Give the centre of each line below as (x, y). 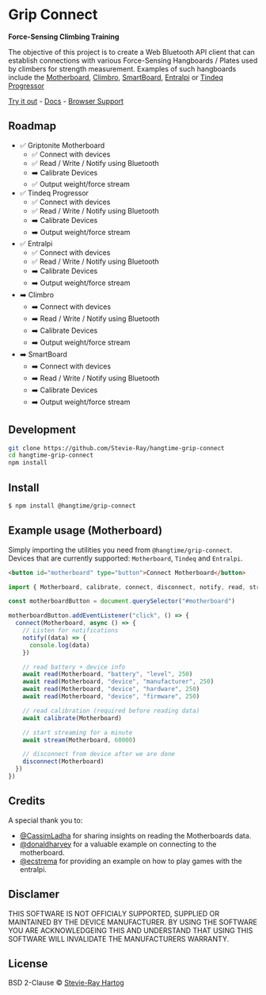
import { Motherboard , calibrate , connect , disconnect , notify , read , (127, 587)
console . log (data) (59, 645)
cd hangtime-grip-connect (51, 455)
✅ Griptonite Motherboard (62, 145)
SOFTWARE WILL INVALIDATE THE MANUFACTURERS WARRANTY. (119, 939)
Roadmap (32, 126)
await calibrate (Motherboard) (72, 718)
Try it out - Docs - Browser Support (66, 101)
